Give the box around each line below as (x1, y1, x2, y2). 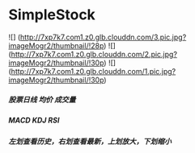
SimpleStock (8, 6, 95, 24)
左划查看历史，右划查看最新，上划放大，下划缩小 (8, 137, 172, 147)
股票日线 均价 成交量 (8, 94, 76, 104)
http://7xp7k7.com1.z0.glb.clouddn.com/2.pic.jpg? (11, 49, 178, 59)
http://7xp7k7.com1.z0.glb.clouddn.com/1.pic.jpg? (11, 66, 176, 76)
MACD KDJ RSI (8, 115, 60, 125)
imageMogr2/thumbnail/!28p (8, 40, 104, 50)
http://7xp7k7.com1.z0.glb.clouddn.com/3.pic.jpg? (19, 32, 187, 42)
